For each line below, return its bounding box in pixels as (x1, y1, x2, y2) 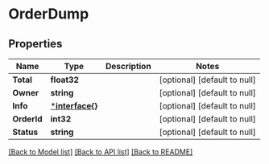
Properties (8, 37, 63, 51)
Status (12, 126, 39, 137)
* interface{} (50, 100, 98, 111)
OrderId (12, 113, 43, 125)
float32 (50, 74, 79, 85)
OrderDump (8, 5, 89, 23)
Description (105, 61, 151, 72)
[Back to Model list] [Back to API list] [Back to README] (8, 147, 193, 157)
